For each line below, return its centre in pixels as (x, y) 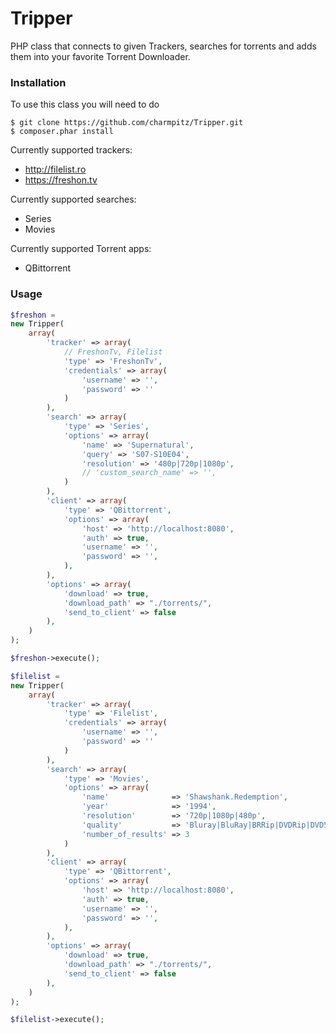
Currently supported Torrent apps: (81, 249)
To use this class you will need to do (85, 104)
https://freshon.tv (61, 180)
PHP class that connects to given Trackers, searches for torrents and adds (163, 46)
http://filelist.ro (55, 169)
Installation (38, 82)
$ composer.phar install (62, 132)
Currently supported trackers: (71, 150)
